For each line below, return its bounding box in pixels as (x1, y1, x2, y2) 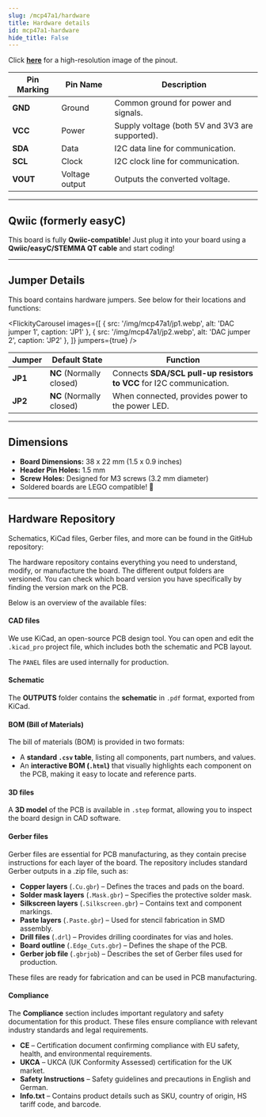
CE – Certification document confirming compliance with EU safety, (19, 1040, 240, 1050)
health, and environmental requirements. (19, 1049, 153, 1058)
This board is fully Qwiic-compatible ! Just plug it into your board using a (8, 235, 247, 245)
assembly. (19, 924, 54, 933)
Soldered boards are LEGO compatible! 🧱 (19, 482, 154, 491)
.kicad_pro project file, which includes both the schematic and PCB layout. (8, 642, 252, 651)
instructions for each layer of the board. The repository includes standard (8, 857, 248, 867)
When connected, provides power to (112, 390, 248, 401)
